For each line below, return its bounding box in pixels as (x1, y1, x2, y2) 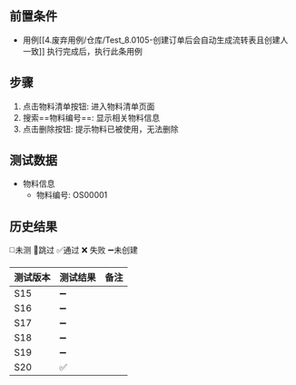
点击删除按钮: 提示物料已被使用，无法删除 (22, 123, 179, 134)
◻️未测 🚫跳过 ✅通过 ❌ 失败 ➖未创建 (9, 244, 138, 256)
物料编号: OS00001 (35, 190, 108, 201)
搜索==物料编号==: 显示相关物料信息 (22, 112, 161, 123)
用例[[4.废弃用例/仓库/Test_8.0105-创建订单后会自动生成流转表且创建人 (22, 35, 289, 45)
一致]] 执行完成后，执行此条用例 (22, 45, 143, 56)
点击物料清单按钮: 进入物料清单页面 (22, 101, 155, 112)
